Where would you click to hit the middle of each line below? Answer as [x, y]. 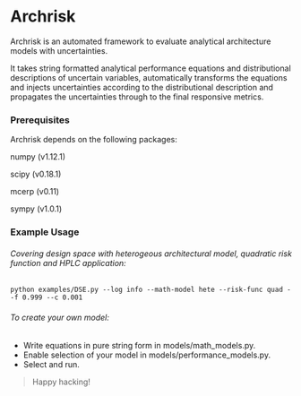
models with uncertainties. [59, 50]
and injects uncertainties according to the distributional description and [142, 87]
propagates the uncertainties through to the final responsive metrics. [137, 97]
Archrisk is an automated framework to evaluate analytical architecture [141, 41]
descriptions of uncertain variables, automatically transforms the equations [149, 77]
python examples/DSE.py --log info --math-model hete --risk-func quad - [151, 290]
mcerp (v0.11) [35, 192]
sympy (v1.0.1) [36, 209]
